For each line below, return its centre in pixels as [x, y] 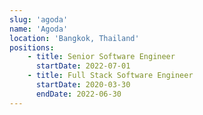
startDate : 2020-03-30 [83, 85]
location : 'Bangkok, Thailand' [74, 38]
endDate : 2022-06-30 [78, 94]
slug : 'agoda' [39, 19]
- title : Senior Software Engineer [101, 57]
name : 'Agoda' [39, 29]
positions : [32, 47]
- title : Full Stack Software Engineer [110, 76]
